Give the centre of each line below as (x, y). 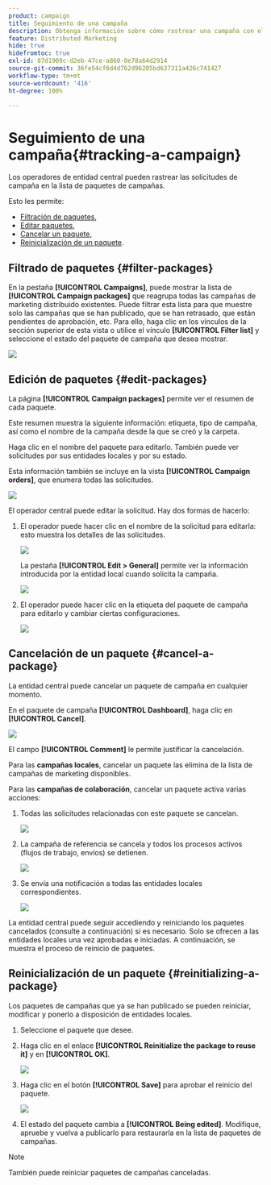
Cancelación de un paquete (79, 654)
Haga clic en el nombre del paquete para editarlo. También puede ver (124, 447)
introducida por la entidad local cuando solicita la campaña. (119, 574)
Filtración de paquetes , (58, 217)
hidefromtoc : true (39, 53)
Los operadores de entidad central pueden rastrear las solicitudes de (123, 177)
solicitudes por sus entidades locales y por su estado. (98, 455)
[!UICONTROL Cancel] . (47, 718)
